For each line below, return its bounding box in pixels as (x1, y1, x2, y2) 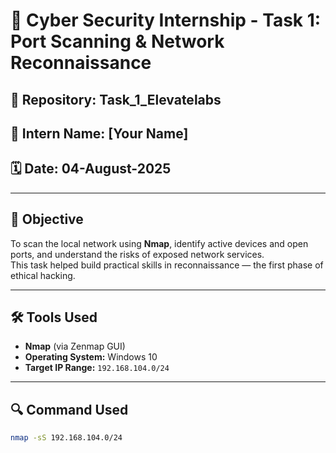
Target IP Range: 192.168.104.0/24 (24, 362, 170, 374)
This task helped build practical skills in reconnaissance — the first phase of (10, 259, 324, 271)
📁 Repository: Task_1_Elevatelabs (10, 91, 222, 108)
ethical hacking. (10, 269, 76, 281)
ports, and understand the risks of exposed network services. (10, 248, 265, 260)
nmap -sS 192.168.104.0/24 (10, 433, 123, 443)
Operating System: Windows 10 (24, 351, 158, 363)
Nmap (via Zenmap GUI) (24, 340, 126, 353)
